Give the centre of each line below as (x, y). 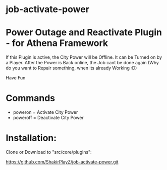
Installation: (31, 138)
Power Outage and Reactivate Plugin (84, 33)
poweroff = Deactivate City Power (48, 118)
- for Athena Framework (57, 43)
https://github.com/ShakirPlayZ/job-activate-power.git (62, 162)
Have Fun (16, 78)
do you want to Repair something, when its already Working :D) (71, 68)
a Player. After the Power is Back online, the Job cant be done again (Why (82, 63)
